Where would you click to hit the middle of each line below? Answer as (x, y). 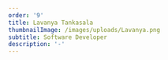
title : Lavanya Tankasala (50, 23)
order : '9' (26, 15)
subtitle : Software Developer (58, 37)
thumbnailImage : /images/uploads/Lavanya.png (84, 30)
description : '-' (37, 44)
